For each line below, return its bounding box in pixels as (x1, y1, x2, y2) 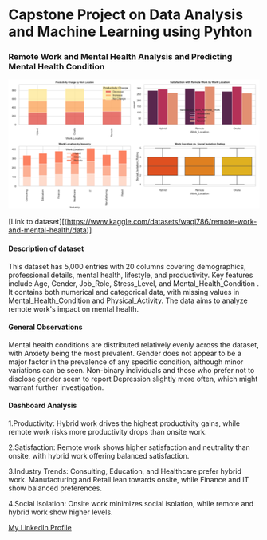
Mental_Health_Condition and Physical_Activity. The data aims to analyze (8, 296, 249, 305)
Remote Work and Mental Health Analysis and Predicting (8, 51, 233, 62)
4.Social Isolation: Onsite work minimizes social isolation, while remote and (8, 498, 254, 508)
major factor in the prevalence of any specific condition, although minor (8, 357, 244, 367)
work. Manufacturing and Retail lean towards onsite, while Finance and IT (8, 474, 249, 484)
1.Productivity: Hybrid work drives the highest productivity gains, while (8, 418, 241, 428)
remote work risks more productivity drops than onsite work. (8, 427, 207, 436)
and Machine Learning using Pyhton (8, 22, 253, 41)
